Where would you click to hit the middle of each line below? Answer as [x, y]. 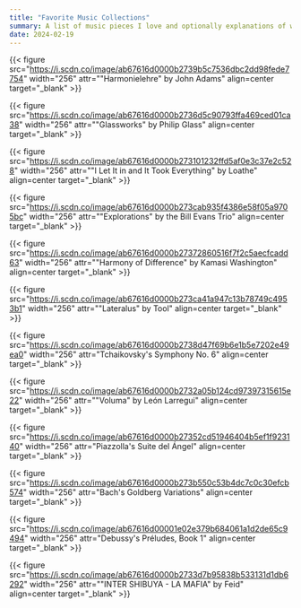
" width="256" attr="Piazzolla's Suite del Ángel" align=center [133, 447]
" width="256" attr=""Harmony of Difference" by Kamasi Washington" [148, 263]
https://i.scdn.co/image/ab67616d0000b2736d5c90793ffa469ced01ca [160, 115]
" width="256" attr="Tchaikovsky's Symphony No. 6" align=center [146, 354]
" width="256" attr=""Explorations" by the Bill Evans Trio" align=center [154, 217]
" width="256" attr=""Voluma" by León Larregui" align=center [133, 401]
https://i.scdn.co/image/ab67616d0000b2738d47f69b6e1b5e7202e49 [159, 345]
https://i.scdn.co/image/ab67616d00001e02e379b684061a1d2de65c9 [159, 529]
